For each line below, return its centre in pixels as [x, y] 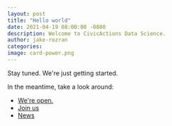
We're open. [35, 100]
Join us [28, 108]
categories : [25, 46]
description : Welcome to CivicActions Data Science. [87, 33]
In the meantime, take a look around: [61, 87]
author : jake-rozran [38, 40]
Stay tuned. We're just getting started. [63, 73]
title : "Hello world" [39, 20]
